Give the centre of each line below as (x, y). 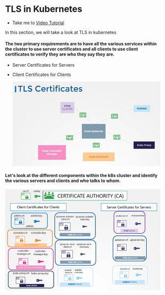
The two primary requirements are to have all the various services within (81, 43)
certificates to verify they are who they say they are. (60, 54)
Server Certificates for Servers (43, 65)
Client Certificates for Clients (42, 74)
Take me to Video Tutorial (38, 23)
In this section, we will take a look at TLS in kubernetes (61, 32)
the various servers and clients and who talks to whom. (63, 181)
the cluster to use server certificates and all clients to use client (72, 49)
